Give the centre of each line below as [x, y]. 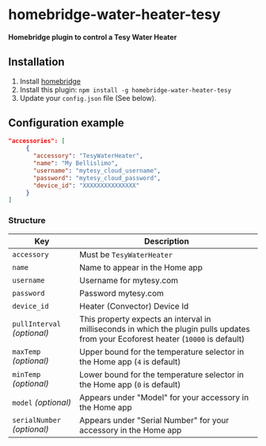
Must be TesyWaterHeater [125, 254]
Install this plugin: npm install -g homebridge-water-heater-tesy [125, 90]
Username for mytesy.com [129, 280]
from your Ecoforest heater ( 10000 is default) [162, 339]
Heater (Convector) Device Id [134, 306]
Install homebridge [50, 81]
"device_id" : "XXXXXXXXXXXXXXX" [86, 185]
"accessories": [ [37, 141]
